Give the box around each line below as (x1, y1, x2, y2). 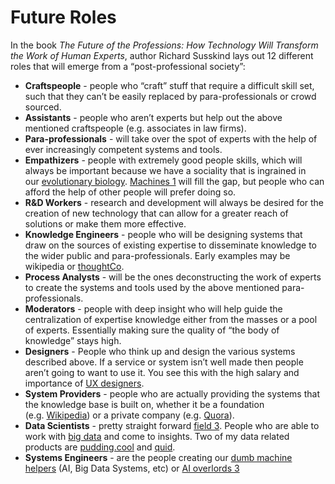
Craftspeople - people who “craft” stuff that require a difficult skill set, (24, 79, 315, 91)
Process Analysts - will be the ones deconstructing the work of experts (24, 271, 322, 283)
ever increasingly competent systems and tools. (24, 143, 223, 155)
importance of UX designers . (24, 377, 145, 389)
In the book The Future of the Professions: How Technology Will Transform (10, 39, 319, 51)
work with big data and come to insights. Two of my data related (24, 430, 290, 442)
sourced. (24, 101, 62, 113)
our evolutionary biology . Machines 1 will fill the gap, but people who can (24, 175, 325, 187)
